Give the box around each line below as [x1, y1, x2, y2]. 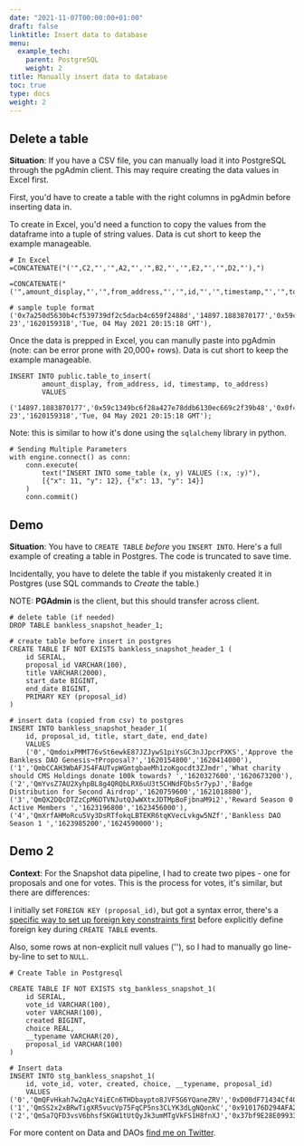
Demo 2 [9, 843, 54, 859]
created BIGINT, [25, 1016, 88, 1025]
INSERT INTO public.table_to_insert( [9, 372, 152, 381]
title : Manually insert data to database [9, 72, 168, 82]
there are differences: [9, 887, 90, 898]
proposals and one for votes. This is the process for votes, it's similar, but [9, 877, 283, 888]
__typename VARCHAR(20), [25, 1032, 119, 1041]
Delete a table [9, 130, 89, 146]
